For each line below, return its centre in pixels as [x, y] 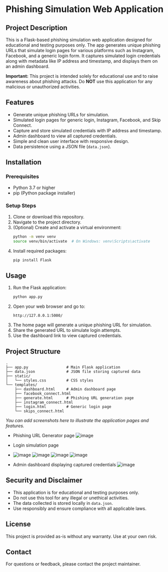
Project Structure [33, 351]
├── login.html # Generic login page [63, 407]
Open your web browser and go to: [49, 306]
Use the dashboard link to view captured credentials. [67, 336]
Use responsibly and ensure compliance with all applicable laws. [80, 508]
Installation [24, 162]
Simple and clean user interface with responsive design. [71, 141]
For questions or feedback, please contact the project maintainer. [73, 564]
